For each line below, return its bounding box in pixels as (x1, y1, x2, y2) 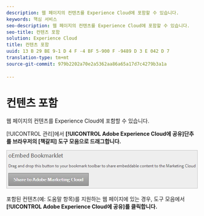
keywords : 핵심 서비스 (6, 16, 58, 22)
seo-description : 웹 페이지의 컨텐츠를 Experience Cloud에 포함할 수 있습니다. (6, 22, 190, 29)
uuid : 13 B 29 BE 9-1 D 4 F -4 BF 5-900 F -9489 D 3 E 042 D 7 (6, 49, 170, 55)
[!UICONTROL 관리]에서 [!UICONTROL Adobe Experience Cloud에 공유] (6, 130, 185, 138)
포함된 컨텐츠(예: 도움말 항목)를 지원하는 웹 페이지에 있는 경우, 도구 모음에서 (6, 195, 185, 203)
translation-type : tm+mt (6, 55, 69, 61)
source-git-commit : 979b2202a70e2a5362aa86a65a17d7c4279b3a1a (6, 61, 167, 67)
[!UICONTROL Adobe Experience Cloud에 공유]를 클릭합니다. (6, 203, 158, 210)
